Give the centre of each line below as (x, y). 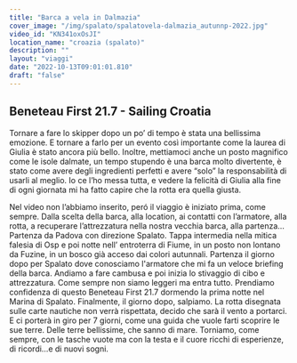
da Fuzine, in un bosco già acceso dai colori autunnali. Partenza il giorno (142, 254)
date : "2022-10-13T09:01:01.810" (71, 68)
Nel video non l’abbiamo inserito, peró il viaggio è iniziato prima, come (138, 206)
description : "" (39, 51)
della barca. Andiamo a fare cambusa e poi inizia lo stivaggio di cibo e (137, 273)
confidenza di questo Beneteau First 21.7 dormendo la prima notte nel (137, 292)
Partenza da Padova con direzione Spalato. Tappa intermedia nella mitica (143, 235)
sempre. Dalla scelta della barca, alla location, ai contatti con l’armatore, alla (148, 216)
